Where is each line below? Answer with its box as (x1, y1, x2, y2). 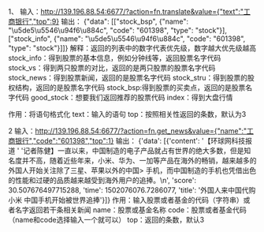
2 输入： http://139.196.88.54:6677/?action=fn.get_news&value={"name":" (8, 126, 247, 136)
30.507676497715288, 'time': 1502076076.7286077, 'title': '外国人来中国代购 (8, 185, 256, 195)
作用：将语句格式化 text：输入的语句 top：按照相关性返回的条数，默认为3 (8, 110, 247, 118)
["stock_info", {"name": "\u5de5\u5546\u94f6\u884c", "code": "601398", (8, 34, 246, 43)
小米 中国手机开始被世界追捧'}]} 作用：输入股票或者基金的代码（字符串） (8, 196, 244, 204)
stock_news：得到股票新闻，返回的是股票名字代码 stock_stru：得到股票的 (8, 73, 248, 82)
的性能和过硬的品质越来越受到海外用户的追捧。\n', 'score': (8, 176, 197, 185)
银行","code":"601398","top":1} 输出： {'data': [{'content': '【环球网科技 (14, 137, 246, 145)
